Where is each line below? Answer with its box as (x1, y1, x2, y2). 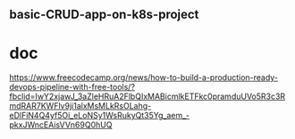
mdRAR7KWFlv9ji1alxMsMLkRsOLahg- (9, 101, 152, 111)
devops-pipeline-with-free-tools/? (9, 82, 136, 93)
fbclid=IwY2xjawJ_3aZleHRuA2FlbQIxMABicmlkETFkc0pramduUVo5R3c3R (9, 91, 286, 102)
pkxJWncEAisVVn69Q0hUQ (9, 119, 113, 130)
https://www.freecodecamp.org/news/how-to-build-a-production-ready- (9, 72, 279, 83)
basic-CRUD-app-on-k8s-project (9, 7, 199, 22)
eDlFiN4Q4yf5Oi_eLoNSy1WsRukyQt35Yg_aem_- (9, 110, 190, 121)
